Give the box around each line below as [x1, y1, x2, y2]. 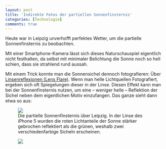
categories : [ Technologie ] [5, 17, 62, 22]
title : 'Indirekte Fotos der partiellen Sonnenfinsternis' [5, 12, 133, 17]
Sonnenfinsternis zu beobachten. [5, 41, 75, 47]
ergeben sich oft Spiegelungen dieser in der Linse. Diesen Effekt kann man [5, 82, 161, 88]
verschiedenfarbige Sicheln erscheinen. [18, 129, 101, 135]
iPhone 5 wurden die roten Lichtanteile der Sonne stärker [18, 118, 137, 124]
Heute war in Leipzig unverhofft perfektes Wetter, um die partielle [5, 35, 142, 41]
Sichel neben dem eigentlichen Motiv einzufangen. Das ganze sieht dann [5, 92, 158, 98]
